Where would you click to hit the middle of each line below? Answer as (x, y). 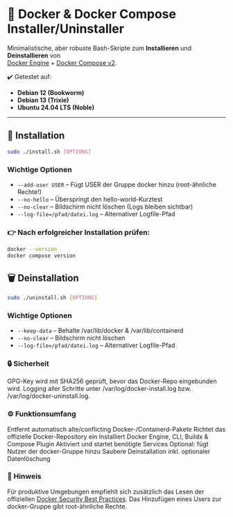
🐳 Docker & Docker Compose (92, 14)
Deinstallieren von (34, 55)
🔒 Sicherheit (28, 363)
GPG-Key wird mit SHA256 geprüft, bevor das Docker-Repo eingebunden (112, 381)
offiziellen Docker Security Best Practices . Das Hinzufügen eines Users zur (114, 499)
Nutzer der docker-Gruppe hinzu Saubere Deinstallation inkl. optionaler (109, 451)
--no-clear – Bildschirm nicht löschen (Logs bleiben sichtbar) (105, 207)
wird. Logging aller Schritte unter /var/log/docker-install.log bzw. (100, 389)
